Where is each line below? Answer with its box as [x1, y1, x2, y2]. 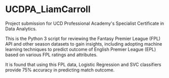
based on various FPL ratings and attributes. [5, 52, 98, 58]
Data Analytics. [5, 25, 37, 31]
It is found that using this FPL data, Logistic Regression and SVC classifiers [5, 61, 161, 67]
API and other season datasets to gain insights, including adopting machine [5, 41, 162, 47]
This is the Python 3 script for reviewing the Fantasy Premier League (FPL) [5, 35, 161, 42]
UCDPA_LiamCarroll [5, 4, 91, 15]
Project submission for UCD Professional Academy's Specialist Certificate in [5, 20, 164, 26]
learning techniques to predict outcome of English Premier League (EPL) [5, 46, 156, 52]
